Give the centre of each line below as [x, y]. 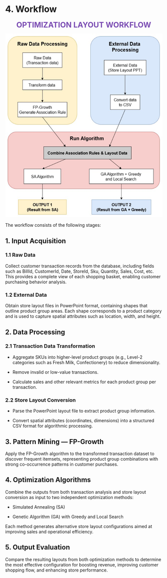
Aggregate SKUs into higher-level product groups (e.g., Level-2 [78, 357]
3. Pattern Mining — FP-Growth [54, 441]
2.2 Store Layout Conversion [41, 400]
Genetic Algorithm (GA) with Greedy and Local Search [68, 517]
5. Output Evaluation [38, 547]
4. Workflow [31, 9]
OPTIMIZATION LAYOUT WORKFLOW [84, 25]
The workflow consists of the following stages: [53, 225]
